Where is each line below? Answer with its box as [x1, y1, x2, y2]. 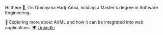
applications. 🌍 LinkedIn [5, 25, 55, 30]
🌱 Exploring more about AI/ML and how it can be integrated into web [5, 19, 144, 25]
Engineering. [5, 10, 31, 16]
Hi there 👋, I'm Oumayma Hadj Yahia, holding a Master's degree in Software [5, 5, 158, 10]
